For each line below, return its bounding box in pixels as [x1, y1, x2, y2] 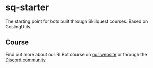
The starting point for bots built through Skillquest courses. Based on [5, 18, 148, 24]
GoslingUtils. [5, 23, 32, 29]
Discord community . [5, 57, 47, 63]
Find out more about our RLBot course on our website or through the [5, 51, 147, 57]
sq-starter [5, 2, 49, 13]
